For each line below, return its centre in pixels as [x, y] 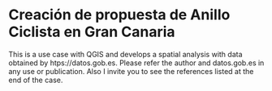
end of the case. [36, 80]
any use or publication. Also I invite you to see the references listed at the [131, 71]
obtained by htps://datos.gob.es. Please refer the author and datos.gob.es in [136, 63]
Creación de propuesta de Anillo [119, 15]
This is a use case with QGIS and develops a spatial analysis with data [125, 54]
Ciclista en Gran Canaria [92, 32]
